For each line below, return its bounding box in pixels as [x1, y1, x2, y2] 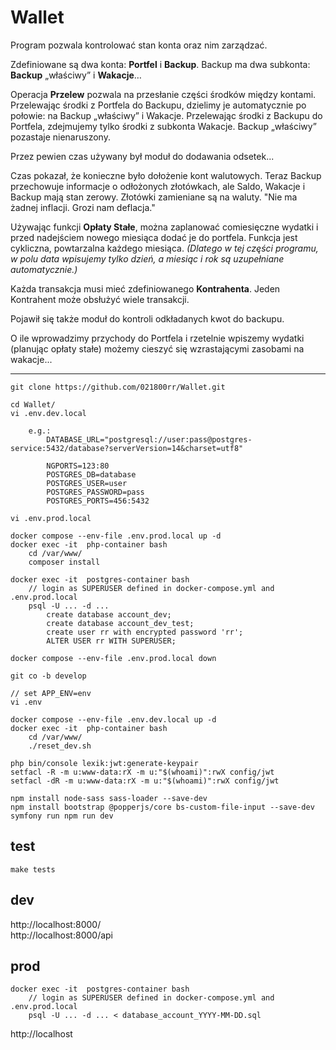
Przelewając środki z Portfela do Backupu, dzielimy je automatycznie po [10, 99, 307, 111]
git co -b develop [10, 671, 87, 681]
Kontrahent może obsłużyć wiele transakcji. [10, 293, 190, 305]
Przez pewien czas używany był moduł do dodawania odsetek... [10, 150, 275, 162]
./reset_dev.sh [28, 741, 92, 751]
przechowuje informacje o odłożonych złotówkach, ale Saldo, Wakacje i [10, 180, 306, 192]
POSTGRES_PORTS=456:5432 [46, 496, 150, 506]
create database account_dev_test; [46, 618, 195, 628]
